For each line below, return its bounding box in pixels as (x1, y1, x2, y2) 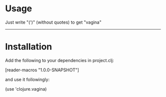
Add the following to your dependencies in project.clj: (5, 57, 114, 63)
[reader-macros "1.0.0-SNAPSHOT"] (5, 67, 79, 73)
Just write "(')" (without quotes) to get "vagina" (5, 19, 102, 25)
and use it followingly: (5, 76, 50, 82)
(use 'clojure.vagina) (5, 86, 47, 92)
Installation (5, 41, 52, 52)
